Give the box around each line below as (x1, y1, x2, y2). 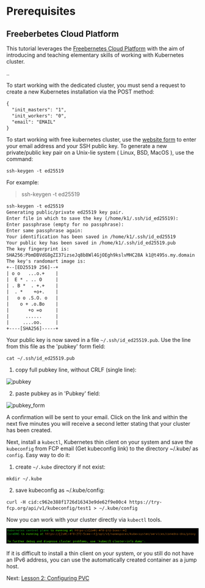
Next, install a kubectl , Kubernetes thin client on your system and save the (6, 439, 193, 445)
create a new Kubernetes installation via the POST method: (6, 88, 154, 95)
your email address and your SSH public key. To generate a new (6, 143, 168, 149)
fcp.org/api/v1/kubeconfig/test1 (6, 505, 92, 512)
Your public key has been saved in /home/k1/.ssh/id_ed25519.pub (6, 240, 176, 246)
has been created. (6, 426, 52, 434)
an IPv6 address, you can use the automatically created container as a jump (6, 556, 197, 564)
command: (6, 155, 34, 163)
